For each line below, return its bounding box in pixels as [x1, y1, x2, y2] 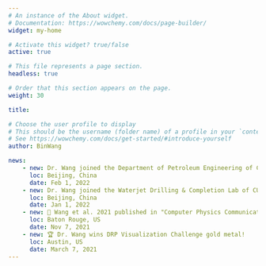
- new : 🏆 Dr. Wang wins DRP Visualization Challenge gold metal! [22, 230, 245, 238]
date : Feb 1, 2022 [28, 179, 90, 187]
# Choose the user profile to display [8, 120, 136, 128]
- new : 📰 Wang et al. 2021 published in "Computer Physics [22, 208, 222, 217]
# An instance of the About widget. [8, 11, 129, 20]
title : [8, 106, 30, 114]
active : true [8, 48, 51, 56]
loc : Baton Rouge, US [28, 216, 101, 224]
